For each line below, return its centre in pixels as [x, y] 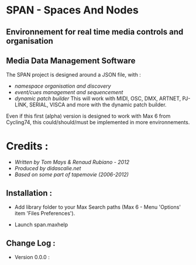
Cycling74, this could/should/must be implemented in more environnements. [98, 122]
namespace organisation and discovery [63, 86]
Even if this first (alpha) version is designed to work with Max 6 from [88, 116]
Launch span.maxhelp [41, 225]
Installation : [29, 193]
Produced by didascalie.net [48, 168]
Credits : [27, 146]
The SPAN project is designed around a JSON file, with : [74, 75]
